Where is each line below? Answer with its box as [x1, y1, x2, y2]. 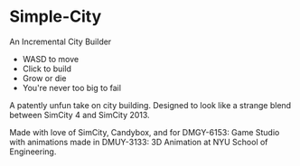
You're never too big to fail [22, 82, 122, 93]
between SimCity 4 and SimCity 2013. [9, 109, 151, 120]
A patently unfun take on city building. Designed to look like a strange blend [9, 99, 292, 110]
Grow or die [22, 72, 67, 83]
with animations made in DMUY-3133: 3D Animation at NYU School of [9, 136, 268, 147]
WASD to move [22, 53, 80, 64]
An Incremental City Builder [9, 36, 112, 47]
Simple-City [9, 6, 102, 27]
